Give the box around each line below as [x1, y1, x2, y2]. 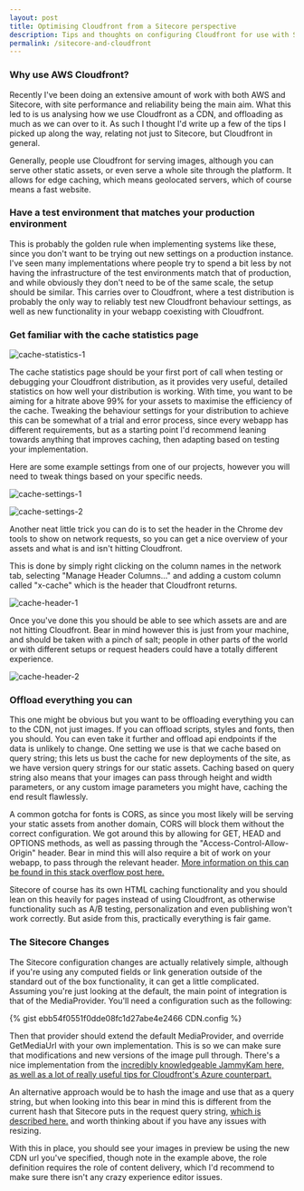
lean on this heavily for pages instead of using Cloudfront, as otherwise [9, 894, 276, 905]
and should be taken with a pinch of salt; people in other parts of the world [9, 634, 288, 645]
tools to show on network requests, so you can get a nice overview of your [9, 533, 288, 544]
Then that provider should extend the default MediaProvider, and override [9, 1030, 284, 1041]
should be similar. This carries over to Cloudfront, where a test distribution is [9, 287, 295, 298]
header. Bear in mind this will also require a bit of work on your [37, 847, 271, 858]
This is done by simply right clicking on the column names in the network [9, 561, 282, 571]
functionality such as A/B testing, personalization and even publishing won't [9, 903, 292, 914]
